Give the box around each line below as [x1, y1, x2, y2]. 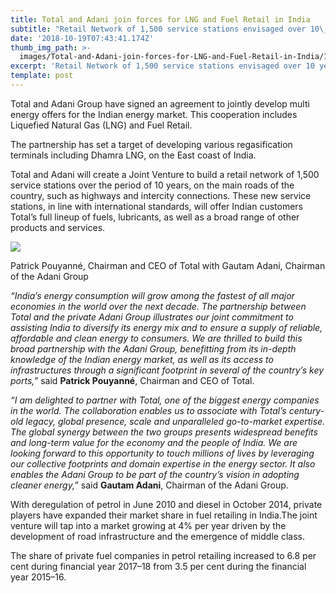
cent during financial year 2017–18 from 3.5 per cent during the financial [10, 560, 307, 572]
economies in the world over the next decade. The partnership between [10, 300, 307, 312]
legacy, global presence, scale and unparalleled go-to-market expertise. [25, 415, 326, 427]
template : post [10, 71, 74, 81]
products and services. [10, 221, 106, 233]
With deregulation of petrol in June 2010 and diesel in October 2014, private [10, 498, 323, 510]
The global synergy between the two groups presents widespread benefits [10, 426, 318, 438]
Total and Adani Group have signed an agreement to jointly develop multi [10, 97, 310, 110]
